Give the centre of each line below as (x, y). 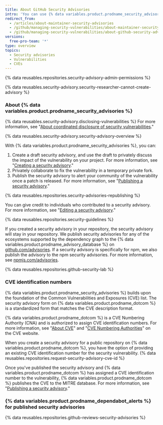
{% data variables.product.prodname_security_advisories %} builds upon (78, 293)
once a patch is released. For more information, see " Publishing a (77, 181)
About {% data (23, 105)
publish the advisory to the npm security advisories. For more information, (79, 255)
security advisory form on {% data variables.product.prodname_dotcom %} (81, 303)
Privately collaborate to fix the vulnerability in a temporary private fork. (83, 170)
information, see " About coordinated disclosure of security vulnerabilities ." (80, 127)
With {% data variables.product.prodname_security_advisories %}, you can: (81, 146)
